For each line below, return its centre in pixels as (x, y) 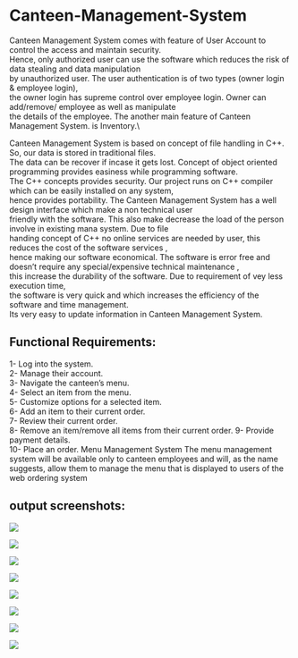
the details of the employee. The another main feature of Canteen (130, 116)
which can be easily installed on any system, (92, 190)
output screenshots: (67, 506)
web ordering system (48, 477)
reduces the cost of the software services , (89, 248)
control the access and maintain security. (85, 49)
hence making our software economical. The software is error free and (140, 257)
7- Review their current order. (64, 420)
